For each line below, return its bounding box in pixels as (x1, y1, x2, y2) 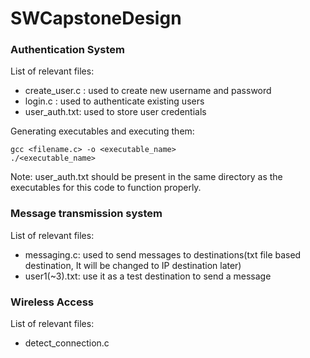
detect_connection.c (24, 337, 110, 349)
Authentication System (10, 43, 125, 57)
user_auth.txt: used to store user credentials (24, 106, 207, 118)
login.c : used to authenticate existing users (24, 95, 205, 107)
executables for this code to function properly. (10, 182, 202, 194)
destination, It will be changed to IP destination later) (24, 259, 242, 271)
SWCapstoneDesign (10, 7, 182, 30)
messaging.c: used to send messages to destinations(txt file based (24, 248, 302, 261)
